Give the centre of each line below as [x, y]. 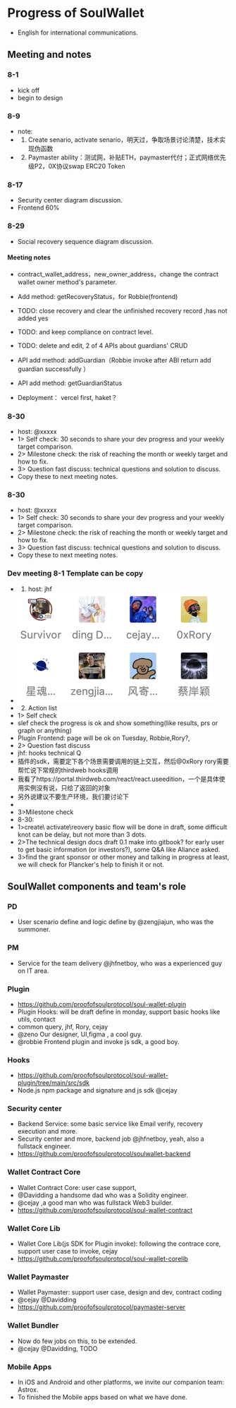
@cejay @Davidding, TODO [57, 1348]
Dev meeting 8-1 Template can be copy [75, 573]
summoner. [34, 930]
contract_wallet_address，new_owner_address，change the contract [118, 274]
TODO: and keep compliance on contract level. [85, 332]
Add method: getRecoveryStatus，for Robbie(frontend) [98, 296]
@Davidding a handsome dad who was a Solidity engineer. [103, 1195]
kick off [29, 90]
